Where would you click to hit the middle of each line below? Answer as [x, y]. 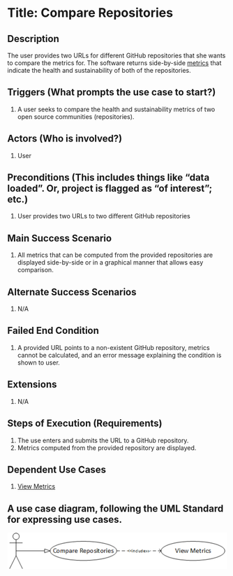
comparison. [35, 270]
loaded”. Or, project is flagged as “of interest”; [110, 189]
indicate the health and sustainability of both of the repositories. [99, 70]
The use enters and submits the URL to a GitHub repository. [103, 440]
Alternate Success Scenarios [72, 292]
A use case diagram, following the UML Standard [115, 508]
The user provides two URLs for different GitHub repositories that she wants [116, 55]
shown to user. [39, 363]
